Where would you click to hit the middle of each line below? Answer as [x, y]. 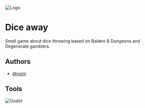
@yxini [19, 73]
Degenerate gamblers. [28, 46]
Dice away [27, 27]
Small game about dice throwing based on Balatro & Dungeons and [73, 41]
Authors [18, 62]
